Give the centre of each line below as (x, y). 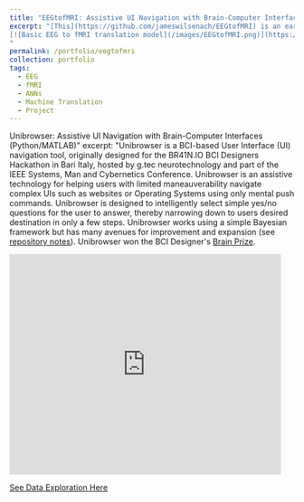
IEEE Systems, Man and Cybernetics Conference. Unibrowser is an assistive (151, 175)
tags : (19, 69)
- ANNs (30, 93)
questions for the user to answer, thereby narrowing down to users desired (149, 213)
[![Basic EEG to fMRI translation (75, 34)
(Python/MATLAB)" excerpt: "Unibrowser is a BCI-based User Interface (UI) (150, 146)
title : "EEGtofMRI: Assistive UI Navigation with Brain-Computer (135, 18)
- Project (36, 110)
